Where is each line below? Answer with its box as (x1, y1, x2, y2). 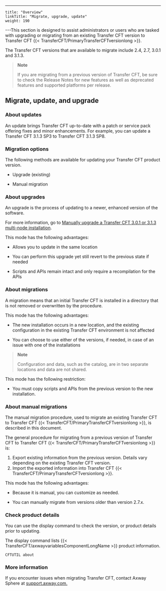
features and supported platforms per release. (17, 82, 112, 88)
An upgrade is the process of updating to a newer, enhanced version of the (5, 205, 158, 211)
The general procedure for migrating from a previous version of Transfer (5, 434, 153, 441)
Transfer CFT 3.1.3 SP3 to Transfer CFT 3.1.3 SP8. (5, 133, 106, 139)
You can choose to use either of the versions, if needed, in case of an (12, 337, 154, 343)
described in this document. (5, 425, 62, 431)
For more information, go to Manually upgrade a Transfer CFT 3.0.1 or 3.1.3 (5, 220, 157, 226)
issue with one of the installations (12, 342, 81, 348)
